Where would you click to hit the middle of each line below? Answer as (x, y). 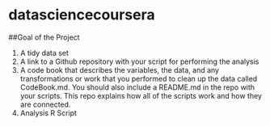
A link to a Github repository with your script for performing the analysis (139, 61)
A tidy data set (44, 52)
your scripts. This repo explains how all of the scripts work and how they (141, 95)
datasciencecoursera (82, 15)
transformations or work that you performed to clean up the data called (139, 78)
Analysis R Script (48, 113)
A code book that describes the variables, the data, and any (120, 69)
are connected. (45, 104)
